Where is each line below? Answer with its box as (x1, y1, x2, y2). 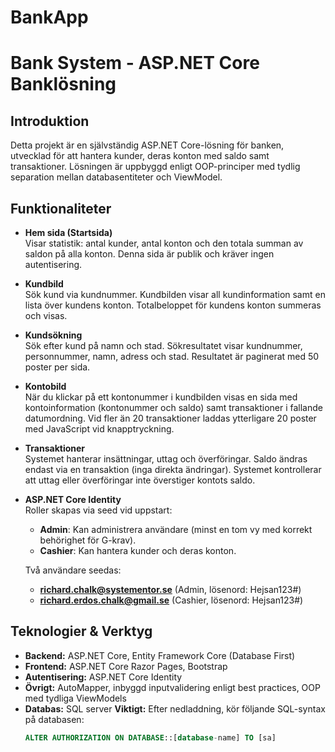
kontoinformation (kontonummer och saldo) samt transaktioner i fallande (24, 402, 323, 413)
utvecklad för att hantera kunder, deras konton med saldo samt (10, 150, 270, 162)
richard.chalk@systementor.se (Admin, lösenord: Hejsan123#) (39, 584, 302, 595)
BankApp (10, 6, 89, 29)
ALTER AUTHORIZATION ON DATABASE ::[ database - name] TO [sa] (24, 732, 277, 743)
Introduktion (10, 112, 90, 130)
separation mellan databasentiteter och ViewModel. (10, 171, 223, 183)
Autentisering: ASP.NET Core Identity (24, 671, 183, 683)
